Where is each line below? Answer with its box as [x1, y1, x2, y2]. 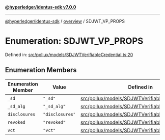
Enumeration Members [5, 66, 77, 74]
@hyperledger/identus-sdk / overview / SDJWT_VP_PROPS [5, 18, 125, 24]
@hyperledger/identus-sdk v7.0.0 [5, 4, 76, 10]
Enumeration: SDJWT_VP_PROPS [5, 35, 143, 47]
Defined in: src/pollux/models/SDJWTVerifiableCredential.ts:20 [5, 52, 134, 57]
